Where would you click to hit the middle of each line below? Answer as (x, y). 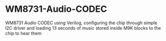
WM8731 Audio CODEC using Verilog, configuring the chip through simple (81, 23)
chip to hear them (23, 33)
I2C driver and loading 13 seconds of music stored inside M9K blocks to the (83, 28)
